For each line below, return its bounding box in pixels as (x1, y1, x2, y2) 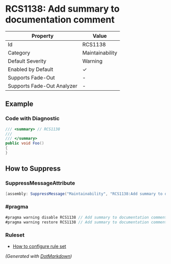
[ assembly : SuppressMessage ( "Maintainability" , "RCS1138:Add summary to (5, 191, 163, 196)
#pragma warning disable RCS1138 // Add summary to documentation (5, 215, 149, 220)
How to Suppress (5, 164, 61, 173)
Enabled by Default (8, 66, 53, 73)
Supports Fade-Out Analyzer (8, 82, 78, 89)
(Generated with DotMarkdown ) (5, 253, 72, 259)
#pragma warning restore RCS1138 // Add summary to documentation (5, 220, 149, 225)
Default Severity (8, 57, 47, 64)
